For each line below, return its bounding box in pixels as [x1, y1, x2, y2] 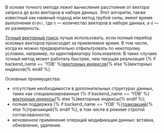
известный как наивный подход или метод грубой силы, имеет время [5, 15, 153, 20]
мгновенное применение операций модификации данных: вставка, [12, 117, 155, 123]
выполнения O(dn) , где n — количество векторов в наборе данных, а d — [5, 20, 159, 26]
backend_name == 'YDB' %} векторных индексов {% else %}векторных [5, 61, 152, 67]
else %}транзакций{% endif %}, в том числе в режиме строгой [12, 106, 145, 112]
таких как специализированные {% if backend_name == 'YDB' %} [12, 91, 150, 96]
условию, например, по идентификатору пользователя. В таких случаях [5, 50, 158, 56]
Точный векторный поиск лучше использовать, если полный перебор [5, 35, 153, 41]
